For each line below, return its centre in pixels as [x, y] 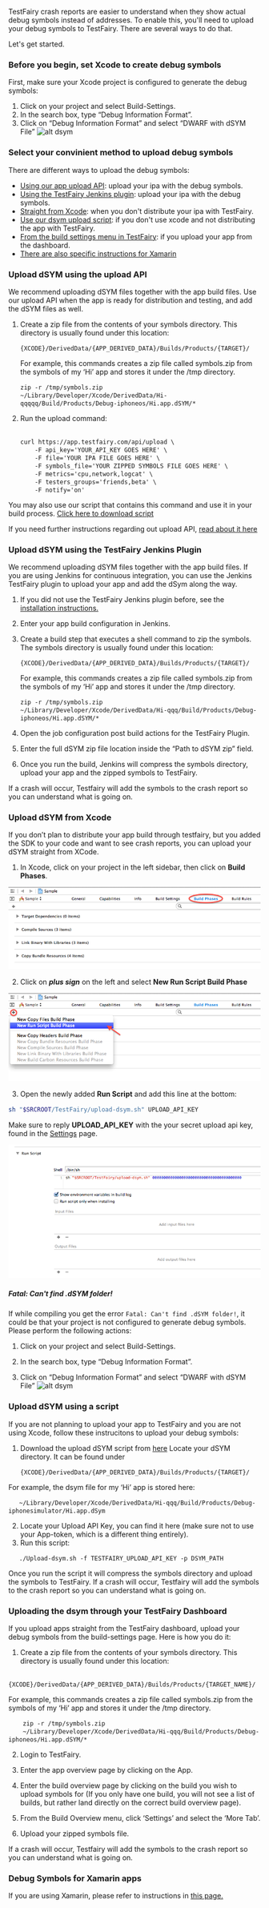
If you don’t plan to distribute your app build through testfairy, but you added [134, 835]
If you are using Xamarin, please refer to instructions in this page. [116, 1896]
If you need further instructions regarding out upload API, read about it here [133, 528]
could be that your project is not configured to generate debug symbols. [127, 1322]
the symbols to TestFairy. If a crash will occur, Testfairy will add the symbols [134, 1581]
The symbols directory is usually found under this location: [116, 648]
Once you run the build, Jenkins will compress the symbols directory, [134, 765]
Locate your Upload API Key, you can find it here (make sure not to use [137, 1525]
